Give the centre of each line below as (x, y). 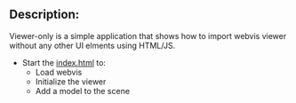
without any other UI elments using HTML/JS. (92, 45)
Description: (44, 15)
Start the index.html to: (64, 62)
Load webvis (59, 72)
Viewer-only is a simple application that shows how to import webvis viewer (148, 36)
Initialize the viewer (71, 81)
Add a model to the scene (83, 91)
